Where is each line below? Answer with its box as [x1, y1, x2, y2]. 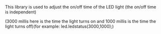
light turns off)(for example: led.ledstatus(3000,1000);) [5, 23, 114, 29]
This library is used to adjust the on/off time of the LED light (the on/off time [5, 4, 157, 10]
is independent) [5, 9, 36, 15]
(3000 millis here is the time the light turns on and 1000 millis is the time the [5, 19, 156, 24]
